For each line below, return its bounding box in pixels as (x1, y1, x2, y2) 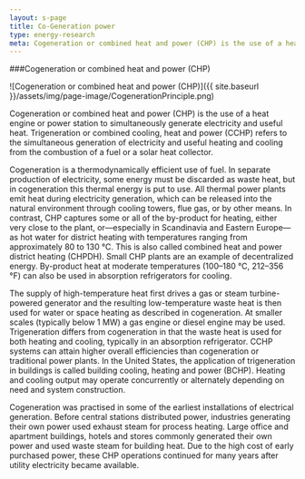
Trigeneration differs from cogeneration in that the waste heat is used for (9, 327, 282, 337)
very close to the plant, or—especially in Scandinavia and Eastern (9, 222, 255, 233)
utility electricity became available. (9, 460, 140, 471)
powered (9, 298, 43, 308)
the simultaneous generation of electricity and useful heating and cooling (9, 137, 283, 148)
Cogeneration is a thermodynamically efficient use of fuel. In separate (9, 164, 271, 175)
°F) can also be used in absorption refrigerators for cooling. (9, 270, 232, 281)
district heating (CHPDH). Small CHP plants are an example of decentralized (9, 251, 294, 262)
